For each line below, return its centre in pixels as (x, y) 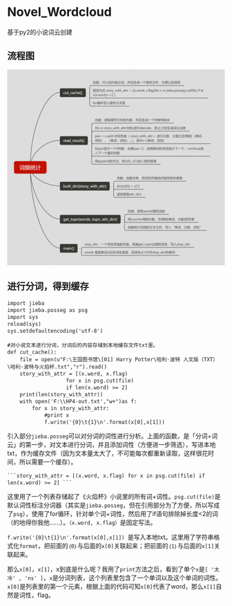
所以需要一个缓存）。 (48, 462)
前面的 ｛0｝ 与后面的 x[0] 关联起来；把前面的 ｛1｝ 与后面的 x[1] (132, 546)
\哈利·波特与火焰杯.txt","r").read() (57, 367)
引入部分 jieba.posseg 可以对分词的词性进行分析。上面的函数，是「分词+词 (113, 436)
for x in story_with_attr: (71, 409)
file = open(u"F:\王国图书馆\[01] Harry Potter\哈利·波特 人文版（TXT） (119, 360)
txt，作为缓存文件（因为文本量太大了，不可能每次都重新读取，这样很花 (108, 453)
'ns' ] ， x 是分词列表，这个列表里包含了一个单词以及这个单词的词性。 (123, 578)
